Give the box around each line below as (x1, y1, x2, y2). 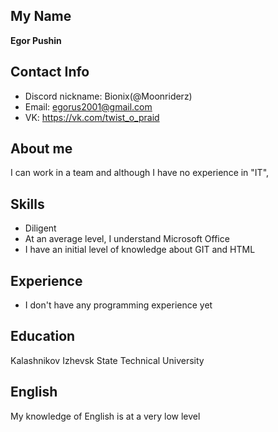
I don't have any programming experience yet (24, 299, 213, 311)
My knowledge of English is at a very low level (10, 410, 201, 422)
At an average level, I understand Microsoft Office (24, 233, 230, 245)
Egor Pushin (10, 34, 62, 46)
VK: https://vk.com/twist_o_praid (24, 111, 160, 123)
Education (10, 328, 76, 345)
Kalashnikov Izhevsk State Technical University (10, 354, 205, 366)
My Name (10, 8, 72, 25)
